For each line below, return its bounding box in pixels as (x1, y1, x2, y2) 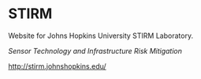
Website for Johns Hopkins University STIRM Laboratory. (8, 31, 194, 40)
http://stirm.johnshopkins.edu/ (8, 61, 106, 71)
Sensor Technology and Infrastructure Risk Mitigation (8, 46, 183, 55)
